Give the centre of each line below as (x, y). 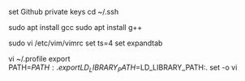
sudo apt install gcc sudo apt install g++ (75, 27)
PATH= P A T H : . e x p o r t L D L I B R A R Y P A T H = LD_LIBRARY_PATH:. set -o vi (123, 68)
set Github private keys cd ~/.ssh (64, 12)
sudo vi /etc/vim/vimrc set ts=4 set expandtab (86, 43)
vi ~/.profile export (39, 59)
